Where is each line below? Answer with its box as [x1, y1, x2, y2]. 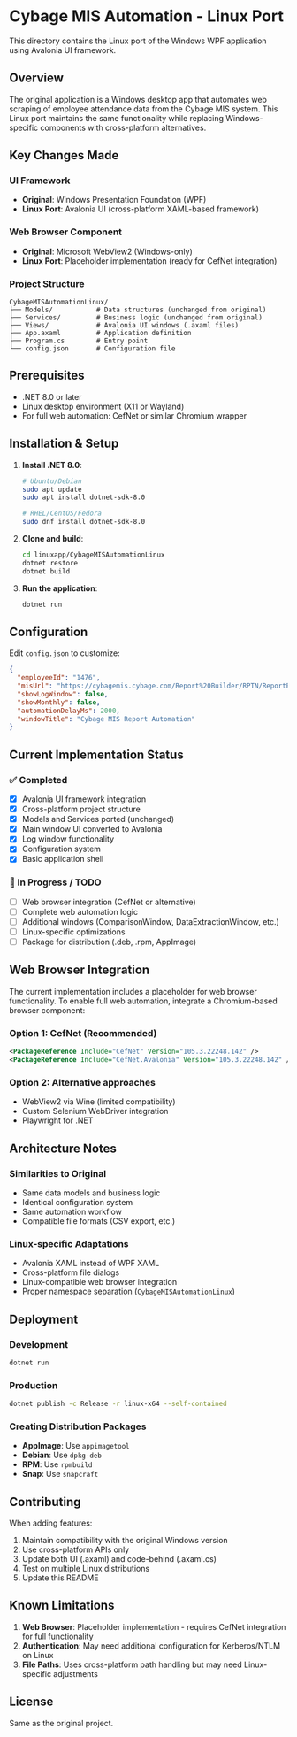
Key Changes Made [9, 148, 119, 163]
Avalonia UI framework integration [21, 794, 147, 804]
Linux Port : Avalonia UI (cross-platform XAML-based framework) [21, 204, 259, 214]
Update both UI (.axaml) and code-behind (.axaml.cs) [21, 1554, 217, 1564]
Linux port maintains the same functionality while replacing [9, 112, 224, 123]
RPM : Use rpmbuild [21, 1459, 93, 1470]
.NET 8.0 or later [21, 391, 82, 402]
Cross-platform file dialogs [21, 1267, 120, 1278]
